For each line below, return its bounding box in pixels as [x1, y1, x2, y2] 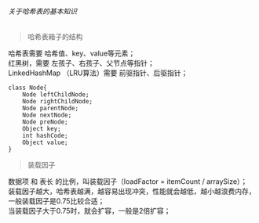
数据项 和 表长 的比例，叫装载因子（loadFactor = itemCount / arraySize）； [8, 177, 248, 186]
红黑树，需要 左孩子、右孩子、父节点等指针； [8, 59, 155, 68]
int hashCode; [22, 132, 68, 140]
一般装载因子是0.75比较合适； [8, 196, 105, 206]
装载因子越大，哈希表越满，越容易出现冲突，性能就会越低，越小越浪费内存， [8, 187, 256, 196]
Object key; [22, 125, 61, 133]
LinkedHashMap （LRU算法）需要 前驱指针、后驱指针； [8, 68, 188, 77]
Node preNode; [22, 118, 68, 126]
